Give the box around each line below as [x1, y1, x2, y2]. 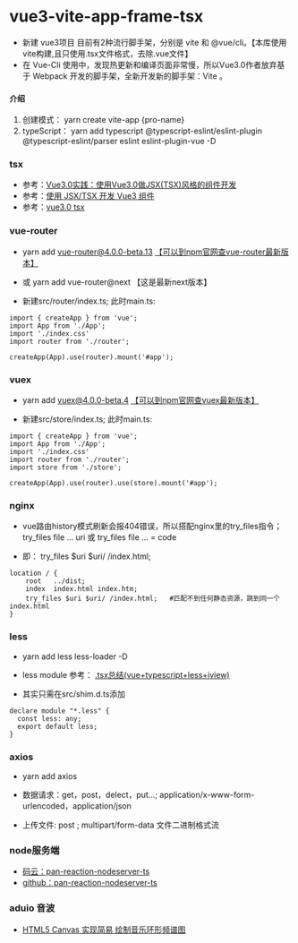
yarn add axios [21, 770, 78, 781]
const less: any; [17, 714, 82, 723]
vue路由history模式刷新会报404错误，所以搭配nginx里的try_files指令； [21, 521, 283, 532]
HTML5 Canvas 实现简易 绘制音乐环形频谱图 [21, 924, 186, 935]
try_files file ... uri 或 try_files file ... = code [21, 532, 177, 543]
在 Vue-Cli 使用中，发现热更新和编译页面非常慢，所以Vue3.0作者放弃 [21, 59, 277, 70]
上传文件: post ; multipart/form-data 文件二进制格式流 [21, 819, 219, 830]
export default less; [17, 722, 98, 731]
